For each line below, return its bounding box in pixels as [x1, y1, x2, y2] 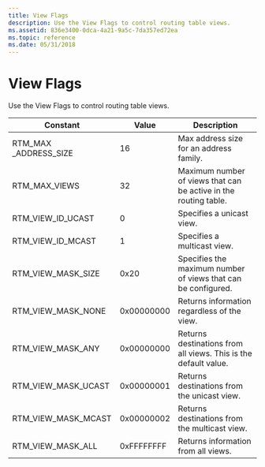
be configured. [177, 283, 233, 294]
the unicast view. [177, 390, 241, 402]
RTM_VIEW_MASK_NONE [12, 305, 106, 316]
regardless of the [177, 305, 242, 316]
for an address [177, 143, 232, 154]
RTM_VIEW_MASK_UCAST [12, 380, 110, 391]
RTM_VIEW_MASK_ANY [12, 343, 100, 354]
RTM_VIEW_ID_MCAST [12, 236, 97, 247]
